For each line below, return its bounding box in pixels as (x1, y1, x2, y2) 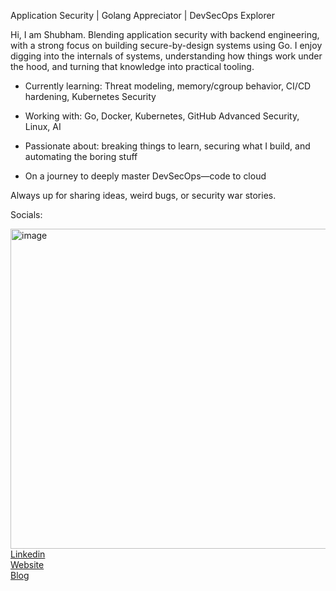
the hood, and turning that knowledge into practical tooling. (10, 61, 255, 72)
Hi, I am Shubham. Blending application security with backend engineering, (10, 29, 320, 40)
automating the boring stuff (24, 151, 138, 162)
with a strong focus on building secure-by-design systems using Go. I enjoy (10, 40, 323, 51)
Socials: (10, 209, 43, 220)
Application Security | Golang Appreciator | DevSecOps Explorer (10, 10, 275, 21)
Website (10, 559, 45, 570)
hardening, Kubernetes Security (24, 91, 157, 102)
